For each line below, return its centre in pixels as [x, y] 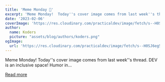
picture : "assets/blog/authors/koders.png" [55, 37]
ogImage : [14, 41]
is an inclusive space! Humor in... [39, 65]
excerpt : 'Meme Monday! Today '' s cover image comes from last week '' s [80, 14]
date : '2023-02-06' [25, 19]
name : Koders [23, 32]
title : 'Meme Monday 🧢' [29, 10]
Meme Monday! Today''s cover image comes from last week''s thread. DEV [81, 60]
